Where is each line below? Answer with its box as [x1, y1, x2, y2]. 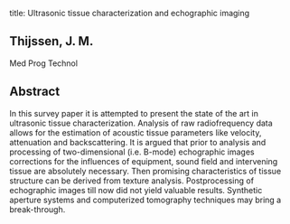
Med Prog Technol [9, 58, 79, 69]
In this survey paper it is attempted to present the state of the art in [9, 107, 259, 118]
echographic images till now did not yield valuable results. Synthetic [9, 184, 263, 195]
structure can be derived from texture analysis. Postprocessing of [9, 175, 255, 186]
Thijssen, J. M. [9, 33, 94, 49]
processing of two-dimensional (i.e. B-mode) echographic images [9, 146, 255, 157]
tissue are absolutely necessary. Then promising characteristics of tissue [9, 165, 282, 176]
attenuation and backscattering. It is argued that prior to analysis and [9, 136, 267, 147]
